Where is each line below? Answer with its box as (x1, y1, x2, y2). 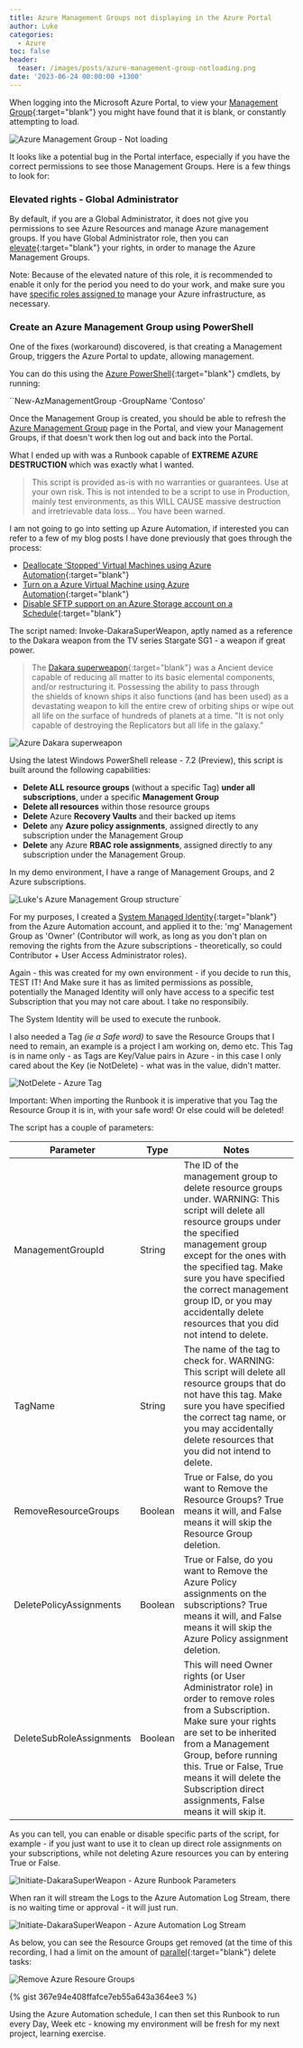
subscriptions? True (183, 1599, 268, 1611)
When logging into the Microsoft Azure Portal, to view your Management (9, 97, 279, 108)
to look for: (9, 170, 50, 181)
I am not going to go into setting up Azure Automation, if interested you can (9, 524, 289, 534)
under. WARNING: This (183, 1193, 280, 1205)
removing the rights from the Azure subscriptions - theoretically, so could (9, 940, 282, 951)
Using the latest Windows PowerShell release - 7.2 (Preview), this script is (9, 755, 284, 766)
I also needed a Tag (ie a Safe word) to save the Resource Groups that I (9, 1032, 275, 1043)
